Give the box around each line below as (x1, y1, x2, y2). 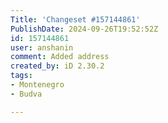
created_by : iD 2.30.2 (10, 61, 105, 71)
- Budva (10, 89, 43, 99)
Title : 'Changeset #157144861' (10, 14, 141, 25)
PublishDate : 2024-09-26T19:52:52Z (10, 24, 159, 34)
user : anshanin (10, 42, 74, 53)
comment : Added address (10, 52, 110, 62)
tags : (10, 71, 33, 81)
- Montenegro (10, 80, 65, 90)
